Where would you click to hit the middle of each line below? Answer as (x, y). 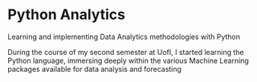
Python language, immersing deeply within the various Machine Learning (128, 61)
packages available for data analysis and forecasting (95, 68)
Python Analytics (67, 15)
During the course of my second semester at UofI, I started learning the (126, 52)
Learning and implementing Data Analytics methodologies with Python (124, 37)
